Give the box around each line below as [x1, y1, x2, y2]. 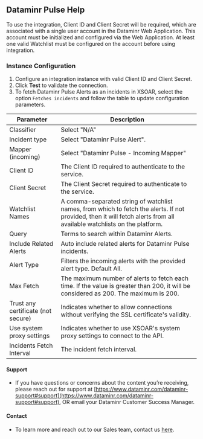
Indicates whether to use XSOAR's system [60, 324, 180, 333]
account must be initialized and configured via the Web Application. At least [6, 33, 195, 41]
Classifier [9, 126, 36, 134]
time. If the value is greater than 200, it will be [60, 282, 191, 290]
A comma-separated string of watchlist [60, 197, 173, 206]
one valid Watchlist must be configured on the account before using [6, 40, 175, 47]
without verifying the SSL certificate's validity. [60, 310, 192, 319]
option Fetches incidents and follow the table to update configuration [14, 95, 189, 102]
